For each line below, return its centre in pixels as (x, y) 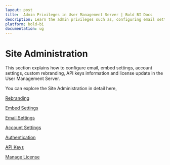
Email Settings (20, 118)
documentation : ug (25, 29)
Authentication (20, 138)
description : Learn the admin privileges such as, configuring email (80, 19)
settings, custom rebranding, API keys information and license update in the (84, 73)
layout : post (19, 10)
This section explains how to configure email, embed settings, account (79, 68)
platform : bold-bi (25, 24)
